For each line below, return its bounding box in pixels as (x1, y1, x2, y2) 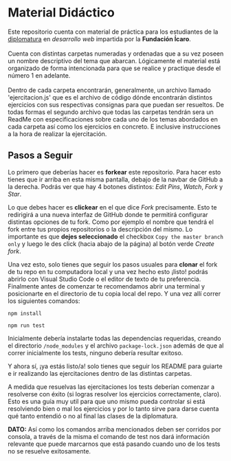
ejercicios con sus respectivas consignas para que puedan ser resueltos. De (8, 100, 224, 109)
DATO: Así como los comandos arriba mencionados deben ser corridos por (8, 425, 221, 434)
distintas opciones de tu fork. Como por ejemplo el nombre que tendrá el (8, 218, 214, 226)
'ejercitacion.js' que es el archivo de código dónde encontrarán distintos (8, 93, 212, 101)
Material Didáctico (8, 5, 115, 21)
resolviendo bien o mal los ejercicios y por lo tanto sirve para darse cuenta (8, 404, 219, 413)
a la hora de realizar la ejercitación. (8, 129, 107, 138)
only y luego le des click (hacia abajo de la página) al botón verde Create (8, 239, 215, 248)
